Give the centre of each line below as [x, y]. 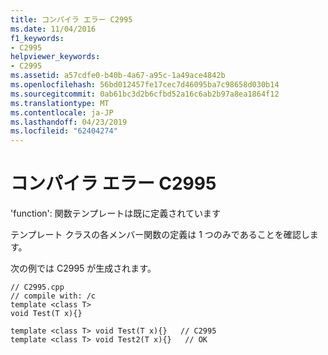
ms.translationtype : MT [60, 103]
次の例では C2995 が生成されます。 [83, 268]
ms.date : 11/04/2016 [53, 29]
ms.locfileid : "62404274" [64, 131]
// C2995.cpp [37, 287]
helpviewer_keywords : [55, 57]
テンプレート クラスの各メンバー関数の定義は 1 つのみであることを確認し [160, 235]
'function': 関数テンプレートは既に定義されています [115, 213]
